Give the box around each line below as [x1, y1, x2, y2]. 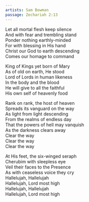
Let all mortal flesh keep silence [5, 26, 72, 32]
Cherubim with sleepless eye [5, 158, 66, 164]
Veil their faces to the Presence [5, 164, 71, 170]
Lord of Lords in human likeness [5, 74, 73, 80]
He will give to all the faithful [5, 84, 65, 91]
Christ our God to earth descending [5, 48, 80, 54]
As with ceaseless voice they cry [5, 169, 74, 176]
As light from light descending [5, 110, 69, 117]
